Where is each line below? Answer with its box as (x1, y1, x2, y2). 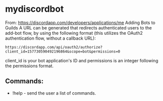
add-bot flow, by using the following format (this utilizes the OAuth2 (5, 30, 143, 36)
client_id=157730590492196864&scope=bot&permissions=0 (5, 49, 121, 54)
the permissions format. (5, 63, 54, 69)
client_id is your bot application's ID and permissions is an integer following (5, 57, 159, 63)
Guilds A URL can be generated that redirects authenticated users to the (5, 25, 152, 30)
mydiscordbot (5, 3, 64, 15)
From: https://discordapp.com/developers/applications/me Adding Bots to (5, 20, 156, 25)
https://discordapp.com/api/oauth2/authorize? (5, 45, 103, 50)
